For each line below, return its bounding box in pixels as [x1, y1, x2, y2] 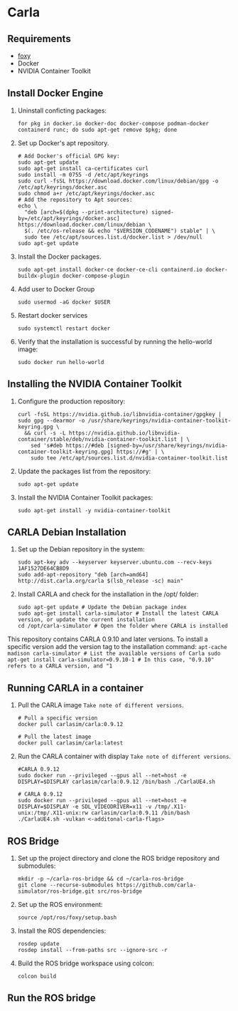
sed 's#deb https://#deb [31, 442, 104, 449]
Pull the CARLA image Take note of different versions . [17, 701, 184, 710]
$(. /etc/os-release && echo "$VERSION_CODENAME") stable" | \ [24, 227, 215, 234]
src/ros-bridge [97, 888, 142, 895]
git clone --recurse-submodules [17, 881, 114, 889]
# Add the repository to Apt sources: [17, 196, 133, 203]
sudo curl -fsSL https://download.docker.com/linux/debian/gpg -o [17, 177, 219, 185]
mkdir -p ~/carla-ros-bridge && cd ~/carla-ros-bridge [17, 876, 184, 883]
